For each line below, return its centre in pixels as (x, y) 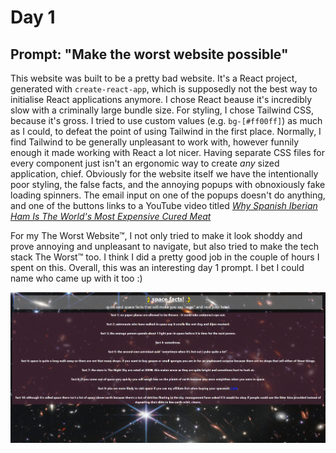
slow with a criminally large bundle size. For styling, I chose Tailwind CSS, (162, 110)
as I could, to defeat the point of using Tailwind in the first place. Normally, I (166, 131)
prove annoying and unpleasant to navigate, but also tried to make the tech (164, 246)
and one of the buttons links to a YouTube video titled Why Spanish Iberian (164, 205)
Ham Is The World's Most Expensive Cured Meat (111, 216)
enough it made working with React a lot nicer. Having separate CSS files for (167, 152)
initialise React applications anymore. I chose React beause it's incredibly (161, 99)
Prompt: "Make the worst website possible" (149, 54)
